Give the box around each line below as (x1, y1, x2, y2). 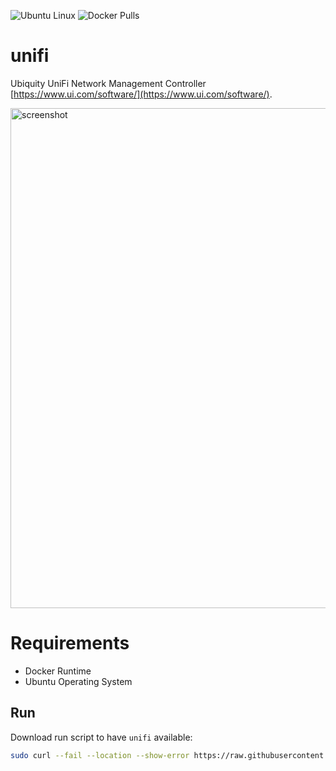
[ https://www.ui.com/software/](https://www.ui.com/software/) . (10, 88, 273, 100)
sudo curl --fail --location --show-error (10, 750, 190, 760)
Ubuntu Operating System (24, 675, 133, 687)
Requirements (10, 632, 130, 655)
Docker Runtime (24, 665, 92, 677)
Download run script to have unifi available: (10, 731, 193, 743)
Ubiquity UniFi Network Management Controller (10, 77, 207, 89)
